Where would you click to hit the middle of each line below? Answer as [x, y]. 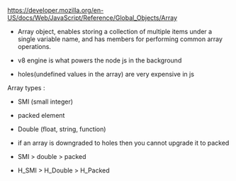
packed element [41, 115]
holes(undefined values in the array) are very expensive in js [106, 74]
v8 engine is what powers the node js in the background [100, 60]
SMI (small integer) [45, 102]
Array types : [26, 88]
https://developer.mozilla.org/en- [56, 10]
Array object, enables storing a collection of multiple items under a [115, 32]
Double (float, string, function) [62, 129]
